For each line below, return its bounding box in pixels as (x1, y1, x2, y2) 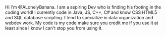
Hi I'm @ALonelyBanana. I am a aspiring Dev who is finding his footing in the (5, 4, 161, 10)
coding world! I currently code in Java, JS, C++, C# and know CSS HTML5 (5, 9, 158, 15)
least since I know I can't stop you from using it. (5, 25, 103, 31)
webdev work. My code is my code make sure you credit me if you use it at (5, 20, 159, 26)
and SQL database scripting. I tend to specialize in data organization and (5, 15, 154, 20)
